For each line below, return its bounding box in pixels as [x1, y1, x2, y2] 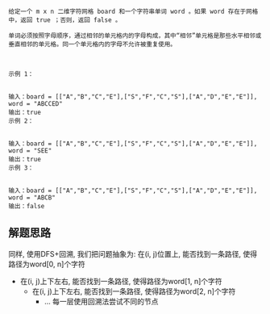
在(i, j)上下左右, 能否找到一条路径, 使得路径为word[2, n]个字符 [31, 286, 236, 296]
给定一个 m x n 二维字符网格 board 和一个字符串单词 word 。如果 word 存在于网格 [8, 7, 259, 15]
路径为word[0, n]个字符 [8, 259, 86, 269]
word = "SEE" [8, 147, 52, 155]
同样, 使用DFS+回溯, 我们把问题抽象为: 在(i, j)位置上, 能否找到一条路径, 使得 [8, 249, 258, 258]
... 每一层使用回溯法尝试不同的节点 [44, 296, 159, 306]
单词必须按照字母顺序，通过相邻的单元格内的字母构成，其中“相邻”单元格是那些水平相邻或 [8, 31, 262, 40]
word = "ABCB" [8, 194, 56, 202]
